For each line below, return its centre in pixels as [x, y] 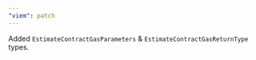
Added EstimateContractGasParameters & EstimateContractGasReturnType [128, 38]
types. [19, 47]
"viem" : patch [32, 16]
